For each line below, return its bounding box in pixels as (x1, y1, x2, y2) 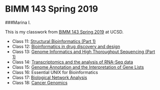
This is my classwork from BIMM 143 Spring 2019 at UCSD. (5, 29, 124, 35)
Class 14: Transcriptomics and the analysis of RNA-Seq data (12, 59, 133, 65)
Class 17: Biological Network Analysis (12, 74, 87, 80)
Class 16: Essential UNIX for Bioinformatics (12, 69, 99, 75)
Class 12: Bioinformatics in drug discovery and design (12, 43, 120, 49)
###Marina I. (5, 19, 31, 25)
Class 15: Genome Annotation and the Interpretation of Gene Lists (12, 64, 144, 70)
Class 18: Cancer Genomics (12, 79, 68, 86)
